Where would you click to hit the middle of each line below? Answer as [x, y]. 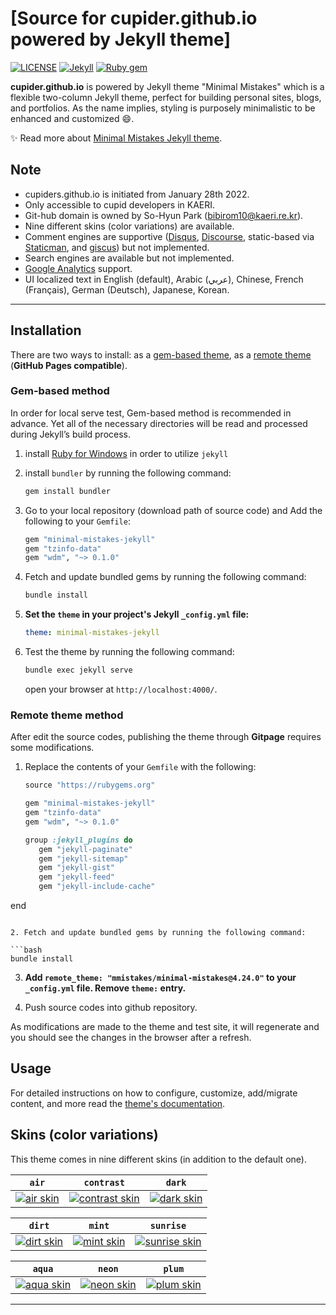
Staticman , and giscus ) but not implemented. [117, 247]
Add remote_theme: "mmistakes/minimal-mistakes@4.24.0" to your [160, 978]
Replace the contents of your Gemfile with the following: [140, 767]
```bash [26, 950]
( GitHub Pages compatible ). [69, 365]
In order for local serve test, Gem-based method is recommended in [151, 413]
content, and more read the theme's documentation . [118, 1103]
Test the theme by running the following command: [129, 652]
